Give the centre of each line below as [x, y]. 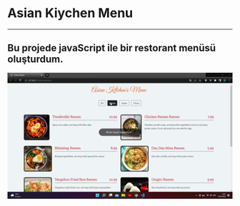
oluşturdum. [35, 60]
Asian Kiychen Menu [70, 13]
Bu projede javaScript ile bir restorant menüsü [112, 48]
